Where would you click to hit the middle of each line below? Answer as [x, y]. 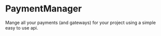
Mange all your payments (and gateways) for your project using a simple [80, 22]
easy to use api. [22, 27]
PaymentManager [44, 9]
